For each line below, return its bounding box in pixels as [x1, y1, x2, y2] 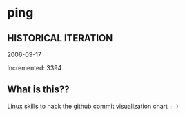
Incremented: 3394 [7, 64, 62, 72]
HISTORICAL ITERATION [7, 32, 113, 44]
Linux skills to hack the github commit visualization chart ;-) [7, 102, 179, 110]
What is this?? [7, 84, 70, 96]
